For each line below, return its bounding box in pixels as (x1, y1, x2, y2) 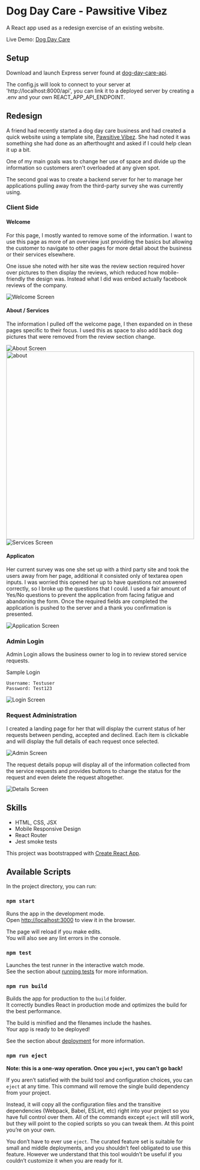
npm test (6, 949, 32, 956)
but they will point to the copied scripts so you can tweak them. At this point (6, 1120, 194, 1127)
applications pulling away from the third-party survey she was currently (6, 182, 184, 189)
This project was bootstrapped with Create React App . (6, 849, 141, 856)
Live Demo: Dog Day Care (6, 35, 70, 43)
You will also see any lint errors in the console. (6, 934, 121, 941)
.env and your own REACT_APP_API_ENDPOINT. (6, 93, 126, 100)
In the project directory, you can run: (6, 883, 97, 890)
